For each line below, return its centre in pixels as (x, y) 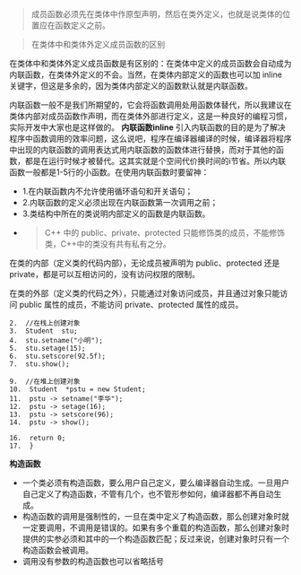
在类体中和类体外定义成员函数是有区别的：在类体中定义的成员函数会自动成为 (150, 63)
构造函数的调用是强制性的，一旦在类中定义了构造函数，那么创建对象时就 (155, 516)
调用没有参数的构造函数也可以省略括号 (93, 561)
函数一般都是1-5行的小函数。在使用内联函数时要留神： (109, 172)
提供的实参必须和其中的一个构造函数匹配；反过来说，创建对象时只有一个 (155, 539)
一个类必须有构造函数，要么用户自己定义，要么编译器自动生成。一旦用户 (155, 483)
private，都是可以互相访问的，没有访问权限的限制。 (104, 274)
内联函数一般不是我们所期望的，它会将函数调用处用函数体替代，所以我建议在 (150, 105)
